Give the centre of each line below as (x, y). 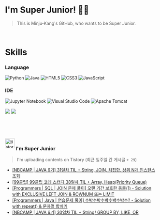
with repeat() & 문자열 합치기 (40, 206)
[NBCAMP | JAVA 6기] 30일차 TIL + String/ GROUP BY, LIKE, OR (75, 212)
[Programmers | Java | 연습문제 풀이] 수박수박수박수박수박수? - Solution (81, 200)
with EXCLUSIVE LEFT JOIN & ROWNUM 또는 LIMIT (63, 194)
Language (17, 67)
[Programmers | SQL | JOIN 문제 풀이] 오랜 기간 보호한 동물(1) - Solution (82, 188)
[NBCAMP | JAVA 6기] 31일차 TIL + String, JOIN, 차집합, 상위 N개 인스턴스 (84, 170)
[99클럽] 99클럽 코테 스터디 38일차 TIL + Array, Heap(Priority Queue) (79, 182)
